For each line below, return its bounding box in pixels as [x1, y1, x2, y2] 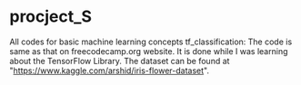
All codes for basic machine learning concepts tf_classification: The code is [9, 36, 293, 47]
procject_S [9, 6, 93, 27]
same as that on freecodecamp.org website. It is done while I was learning [9, 45, 288, 56]
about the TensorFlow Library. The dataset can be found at [9, 55, 230, 66]
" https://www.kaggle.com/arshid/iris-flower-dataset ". [9, 65, 209, 76]
